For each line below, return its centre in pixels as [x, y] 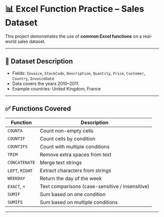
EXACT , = [16, 186]
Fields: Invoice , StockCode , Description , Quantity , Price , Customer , [79, 73]
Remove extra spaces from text [76, 154]
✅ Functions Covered [38, 109]
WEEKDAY [16, 178]
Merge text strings [61, 162]
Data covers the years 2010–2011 [45, 84]
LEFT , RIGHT [20, 170]
